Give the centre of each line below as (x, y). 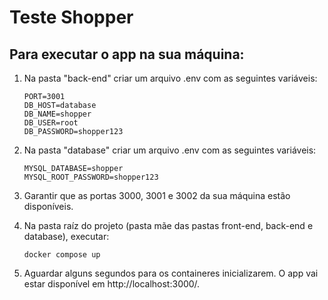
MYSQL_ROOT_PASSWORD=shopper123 (91, 177)
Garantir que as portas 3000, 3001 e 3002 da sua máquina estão (157, 195)
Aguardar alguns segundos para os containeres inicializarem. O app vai (171, 273)
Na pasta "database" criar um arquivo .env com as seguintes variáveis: (170, 150)
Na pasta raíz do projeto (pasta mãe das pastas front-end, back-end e (168, 225)
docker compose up (62, 255)
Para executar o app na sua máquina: (127, 54)
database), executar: (66, 236)
